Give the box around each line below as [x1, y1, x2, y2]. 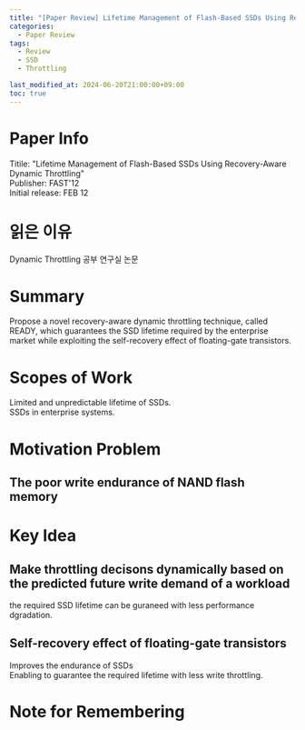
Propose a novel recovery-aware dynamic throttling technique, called [9, 315, 269, 327]
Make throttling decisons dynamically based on [9, 561, 284, 577]
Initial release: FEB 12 [9, 187, 89, 198]
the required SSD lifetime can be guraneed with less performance [9, 599, 255, 610]
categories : [9, 22, 54, 31]
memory [9, 488, 59, 505]
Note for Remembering [9, 701, 185, 722]
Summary [9, 285, 84, 306]
